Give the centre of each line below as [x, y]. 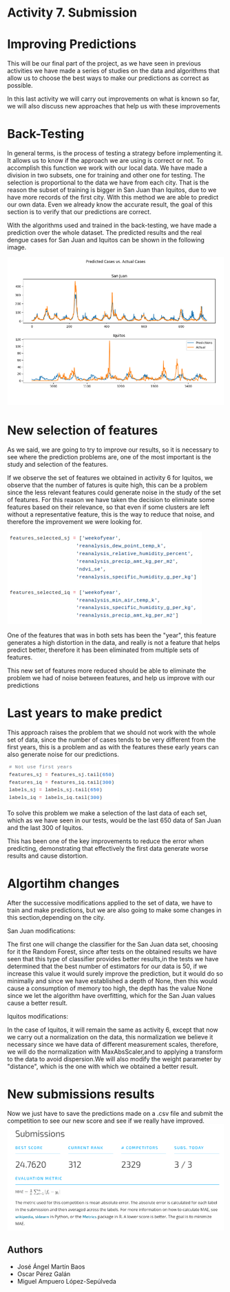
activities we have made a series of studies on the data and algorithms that [113, 71]
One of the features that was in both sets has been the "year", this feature [112, 635]
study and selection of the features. [57, 464]
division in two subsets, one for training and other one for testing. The [106, 175]
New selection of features [83, 431]
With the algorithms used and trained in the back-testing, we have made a [112, 225]
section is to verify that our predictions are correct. [79, 212]
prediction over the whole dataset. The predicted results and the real [104, 233]
